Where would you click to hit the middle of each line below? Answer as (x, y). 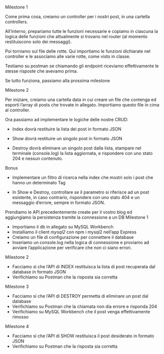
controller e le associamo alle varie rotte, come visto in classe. (68, 56)
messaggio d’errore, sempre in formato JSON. (59, 202)
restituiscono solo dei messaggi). (38, 42)
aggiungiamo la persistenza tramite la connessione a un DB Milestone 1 (77, 217)
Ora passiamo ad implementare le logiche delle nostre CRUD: (67, 119)
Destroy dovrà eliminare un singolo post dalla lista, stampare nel (77, 148)
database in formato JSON (39, 272)
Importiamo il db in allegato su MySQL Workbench (63, 227)
